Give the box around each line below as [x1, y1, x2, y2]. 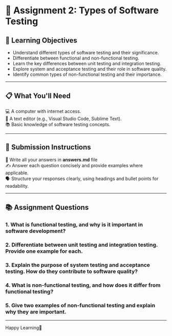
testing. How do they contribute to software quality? [5, 268, 138, 275]
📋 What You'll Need [5, 92, 71, 101]
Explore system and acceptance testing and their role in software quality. [12, 66, 167, 72]
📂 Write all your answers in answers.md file [5, 156, 98, 163]
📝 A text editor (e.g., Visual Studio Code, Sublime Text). [5, 115, 122, 122]
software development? [5, 227, 66, 234]
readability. [5, 183, 29, 189]
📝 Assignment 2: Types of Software [5, 5, 159, 16]
